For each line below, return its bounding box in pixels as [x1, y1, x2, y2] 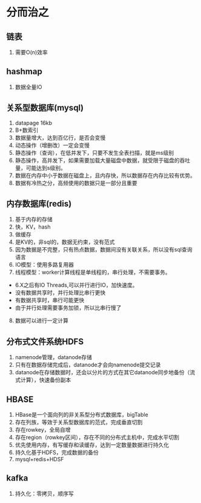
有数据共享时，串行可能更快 [15, 297, 85, 304]
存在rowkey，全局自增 [15, 426, 71, 433]
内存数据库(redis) [6, 199, 72, 209]
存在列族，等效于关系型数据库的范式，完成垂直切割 [15, 418, 143, 426]
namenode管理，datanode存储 [15, 354, 93, 361]
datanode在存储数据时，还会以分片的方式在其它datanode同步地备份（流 [15, 369, 196, 376]
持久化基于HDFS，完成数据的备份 [15, 449, 99, 456]
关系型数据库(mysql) [6, 103, 84, 113]
